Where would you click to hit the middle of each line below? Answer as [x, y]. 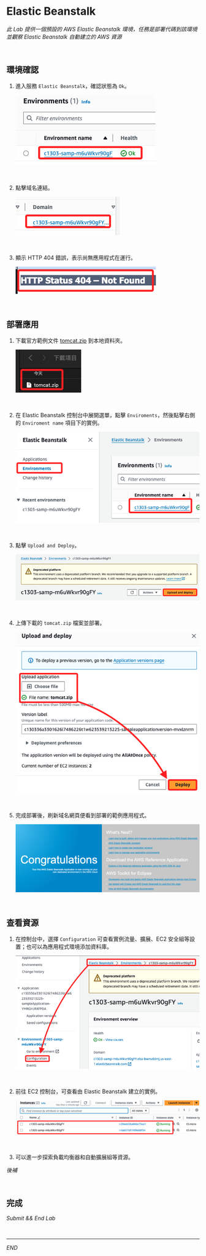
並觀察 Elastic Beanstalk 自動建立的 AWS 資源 [64, 37]
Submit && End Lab [31, 1219]
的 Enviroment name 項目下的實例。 [59, 423]
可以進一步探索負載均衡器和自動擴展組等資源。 [74, 1157]
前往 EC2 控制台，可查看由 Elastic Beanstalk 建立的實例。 [88, 1091]
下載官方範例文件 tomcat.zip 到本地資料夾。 [71, 340]
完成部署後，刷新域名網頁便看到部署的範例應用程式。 [82, 815]
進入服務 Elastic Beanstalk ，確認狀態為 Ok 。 [72, 86]
